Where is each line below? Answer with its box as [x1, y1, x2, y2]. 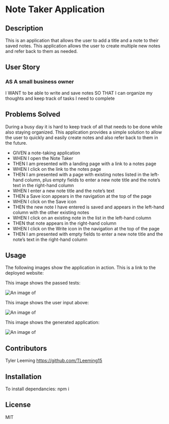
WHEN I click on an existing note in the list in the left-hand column [12, 215, 152, 221]
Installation [5, 372, 42, 381]
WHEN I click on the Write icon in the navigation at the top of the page [12, 225, 160, 231]
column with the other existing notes [12, 209, 90, 215]
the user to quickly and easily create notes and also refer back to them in [5, 134, 158, 141]
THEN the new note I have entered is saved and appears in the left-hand [12, 204, 164, 210]
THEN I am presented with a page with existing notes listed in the [12, 171, 150, 177]
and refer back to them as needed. [5, 48, 78, 54]
